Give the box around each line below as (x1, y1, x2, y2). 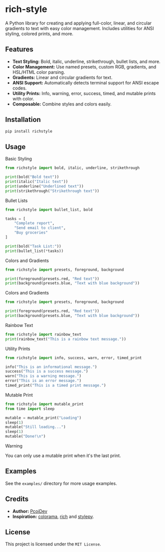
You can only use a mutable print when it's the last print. (5, 452, 121, 458)
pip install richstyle (5, 128, 52, 133)
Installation (5, 115, 41, 124)
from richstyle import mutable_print (5, 401, 84, 406)
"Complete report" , (14, 221, 55, 226)
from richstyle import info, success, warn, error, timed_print (5, 355, 142, 360)
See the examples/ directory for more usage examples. (5, 480, 117, 486)
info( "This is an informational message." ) (5, 364, 97, 369)
